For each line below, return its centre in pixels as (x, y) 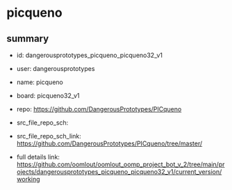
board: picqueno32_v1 (48, 96)
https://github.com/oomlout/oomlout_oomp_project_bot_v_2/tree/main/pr (121, 164)
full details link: (38, 157)
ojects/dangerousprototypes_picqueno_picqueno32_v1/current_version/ (119, 172)
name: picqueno (40, 82)
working (28, 179)
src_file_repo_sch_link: (49, 136)
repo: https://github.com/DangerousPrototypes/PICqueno (99, 109)
